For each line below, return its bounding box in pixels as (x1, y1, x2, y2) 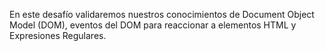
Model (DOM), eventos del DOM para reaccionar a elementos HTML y (9, 19, 297, 31)
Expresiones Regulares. (9, 30, 107, 41)
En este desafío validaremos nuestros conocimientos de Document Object (9, 9, 315, 20)
